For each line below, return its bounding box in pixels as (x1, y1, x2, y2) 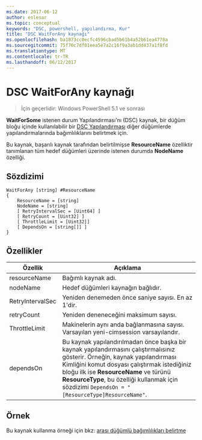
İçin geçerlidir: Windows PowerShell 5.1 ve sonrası (20, 105, 145, 112)
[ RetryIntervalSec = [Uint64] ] (17, 208, 101, 214)
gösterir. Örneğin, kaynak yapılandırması (62, 353, 177, 361)
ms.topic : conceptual (6, 20, 61, 26)
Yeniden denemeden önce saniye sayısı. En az (62, 293, 193, 302)
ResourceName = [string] (17, 198, 79, 204)
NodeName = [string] (17, 203, 69, 209)
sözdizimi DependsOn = (62, 383, 124, 391)
